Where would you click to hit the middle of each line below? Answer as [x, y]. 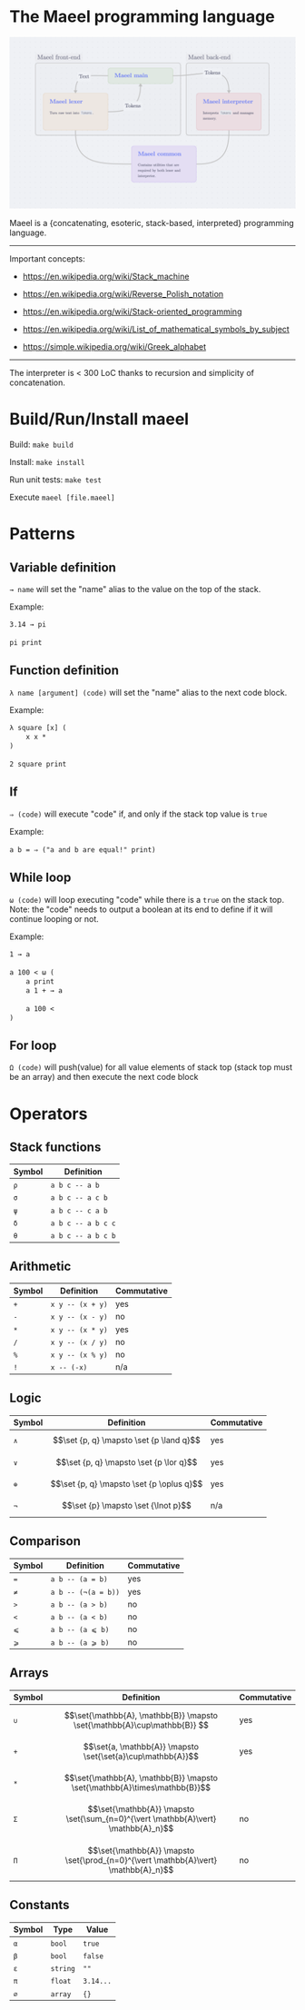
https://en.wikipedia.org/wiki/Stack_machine [106, 277]
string [63, 1969]
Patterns [42, 534]
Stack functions [55, 1147]
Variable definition [63, 567]
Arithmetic [40, 1266]
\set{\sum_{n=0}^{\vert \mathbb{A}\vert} [141, 1819]
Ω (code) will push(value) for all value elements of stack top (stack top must [151, 1067]
